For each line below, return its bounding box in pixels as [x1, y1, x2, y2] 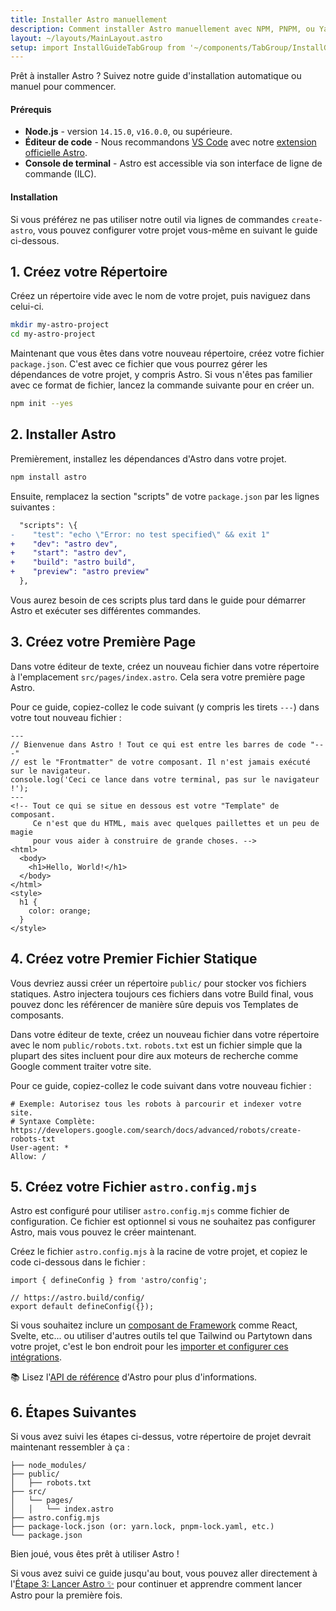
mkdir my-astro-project [10, 320, 110, 330]
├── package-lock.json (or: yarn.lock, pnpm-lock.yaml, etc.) [10, 1522, 275, 1532]
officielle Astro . [24, 147, 88, 159]
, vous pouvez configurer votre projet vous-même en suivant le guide [32, 224, 318, 236]
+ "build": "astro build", [10, 557, 137, 568]
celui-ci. [10, 301, 45, 313]
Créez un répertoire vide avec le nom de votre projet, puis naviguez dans [10, 290, 311, 302]
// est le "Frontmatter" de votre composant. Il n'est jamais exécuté [10, 757, 311, 767]
